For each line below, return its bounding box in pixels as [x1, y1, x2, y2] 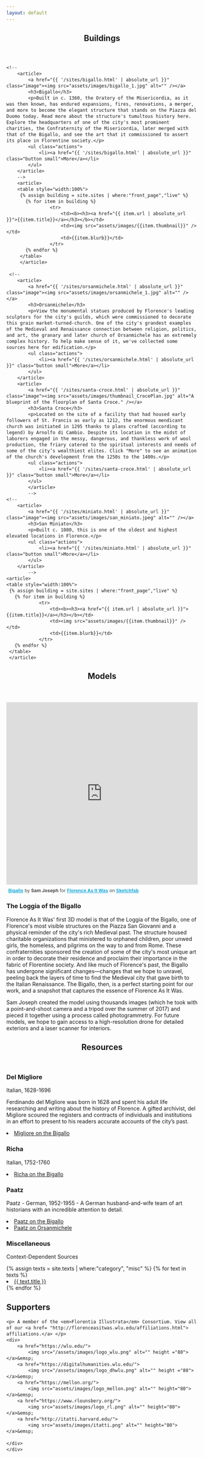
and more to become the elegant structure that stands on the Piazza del [6, 107, 197, 114]
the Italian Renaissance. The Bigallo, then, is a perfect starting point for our [6, 980, 194, 988]
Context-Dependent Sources [6, 1253, 78, 1260]
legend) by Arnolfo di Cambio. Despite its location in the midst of [6, 429, 186, 436]
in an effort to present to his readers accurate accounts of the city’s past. [6, 1118, 189, 1125]
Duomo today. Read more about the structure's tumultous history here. [6, 113, 191, 120]
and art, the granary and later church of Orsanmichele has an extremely [6, 332, 197, 339]
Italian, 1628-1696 [6, 1086, 52, 1094]
